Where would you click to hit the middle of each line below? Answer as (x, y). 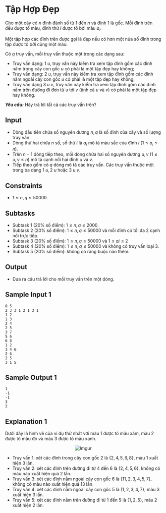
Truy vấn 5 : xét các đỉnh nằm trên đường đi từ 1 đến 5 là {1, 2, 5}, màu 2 (85, 500)
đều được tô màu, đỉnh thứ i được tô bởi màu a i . (53, 28)
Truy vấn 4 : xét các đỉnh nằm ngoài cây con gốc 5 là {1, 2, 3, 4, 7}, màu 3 (86, 490)
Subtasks (20, 213)
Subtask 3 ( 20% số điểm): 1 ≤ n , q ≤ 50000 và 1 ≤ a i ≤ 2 (70, 241)
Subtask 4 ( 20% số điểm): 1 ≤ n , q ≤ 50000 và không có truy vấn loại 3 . (86, 246)
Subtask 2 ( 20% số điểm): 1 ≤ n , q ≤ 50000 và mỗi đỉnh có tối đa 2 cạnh (86, 230)
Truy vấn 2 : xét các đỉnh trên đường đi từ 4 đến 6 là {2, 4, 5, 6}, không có (86, 468)
